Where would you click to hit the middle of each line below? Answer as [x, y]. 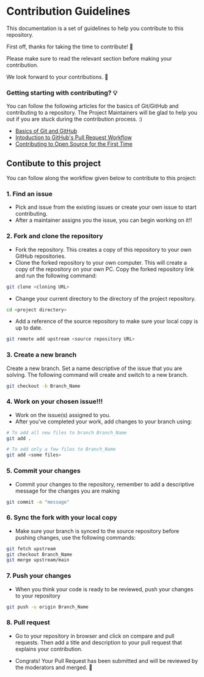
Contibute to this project [54, 163]
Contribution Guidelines [68, 11]
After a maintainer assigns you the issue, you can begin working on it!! [104, 220]
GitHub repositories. [40, 256]
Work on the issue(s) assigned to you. [63, 415]
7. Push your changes [39, 576]
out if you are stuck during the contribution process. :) [74, 119]
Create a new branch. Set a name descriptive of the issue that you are [94, 368]
